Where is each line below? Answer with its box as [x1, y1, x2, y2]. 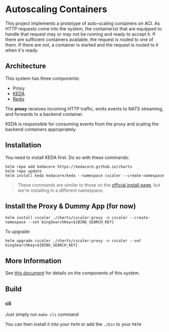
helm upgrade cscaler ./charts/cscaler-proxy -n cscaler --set [5, 238, 142, 243]
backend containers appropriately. [5, 126, 77, 132]
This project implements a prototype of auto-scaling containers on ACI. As [5, 20, 160, 26]
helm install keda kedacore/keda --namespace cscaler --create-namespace [5, 173, 164, 178]
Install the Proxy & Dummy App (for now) [5, 201, 136, 211]
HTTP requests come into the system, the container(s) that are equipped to [5, 25, 162, 31]
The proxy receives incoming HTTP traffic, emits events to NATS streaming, [5, 105, 163, 112]
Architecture [5, 62, 47, 70]
